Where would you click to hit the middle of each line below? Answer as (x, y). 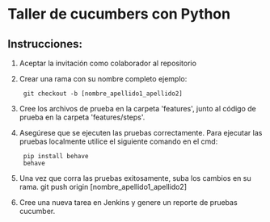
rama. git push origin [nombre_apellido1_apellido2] (103, 187)
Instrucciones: (45, 44)
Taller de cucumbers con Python (119, 14)
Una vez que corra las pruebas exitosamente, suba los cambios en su (135, 178)
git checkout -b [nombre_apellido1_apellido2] (103, 94)
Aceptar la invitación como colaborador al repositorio (108, 63)
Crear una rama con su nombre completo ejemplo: (103, 79)
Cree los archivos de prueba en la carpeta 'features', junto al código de (137, 109)
